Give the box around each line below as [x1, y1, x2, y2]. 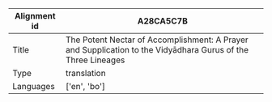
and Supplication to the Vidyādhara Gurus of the [65, 45, 249, 55]
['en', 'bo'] [65, 81, 105, 91]
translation [65, 68, 107, 79]
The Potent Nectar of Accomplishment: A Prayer [65, 34, 249, 45]
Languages [12, 81, 55, 91]
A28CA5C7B [137, 15, 189, 27]
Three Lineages [65, 54, 125, 66]
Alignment [15, 11, 56, 21]
